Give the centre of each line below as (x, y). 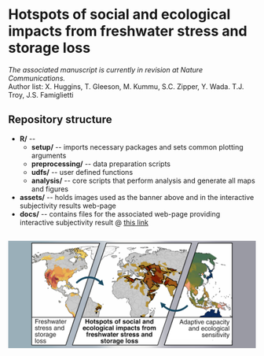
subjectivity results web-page (68, 206)
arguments (49, 155)
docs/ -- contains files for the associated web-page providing (120, 213)
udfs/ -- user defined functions (82, 172)
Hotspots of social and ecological (119, 15)
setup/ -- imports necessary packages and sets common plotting (137, 146)
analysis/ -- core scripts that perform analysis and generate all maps (143, 180)
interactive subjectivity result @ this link (84, 222)
